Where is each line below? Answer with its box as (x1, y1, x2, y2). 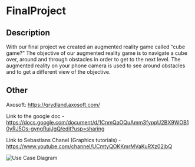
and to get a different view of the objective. (6, 68, 111, 75)
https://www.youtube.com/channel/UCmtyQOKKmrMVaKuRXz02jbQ (6, 143, 173, 150)
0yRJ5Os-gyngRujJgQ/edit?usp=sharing (6, 125, 105, 132)
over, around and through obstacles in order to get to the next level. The (6, 56, 181, 63)
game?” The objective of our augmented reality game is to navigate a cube (6, 50, 187, 57)
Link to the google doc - (6, 112, 65, 119)
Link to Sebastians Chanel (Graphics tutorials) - (6, 136, 121, 143)
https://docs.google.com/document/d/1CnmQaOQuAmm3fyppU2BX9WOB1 (6, 119, 189, 126)
